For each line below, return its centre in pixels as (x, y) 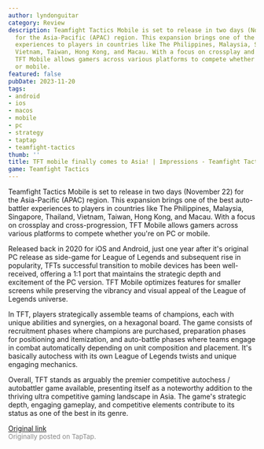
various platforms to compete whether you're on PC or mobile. (109, 234)
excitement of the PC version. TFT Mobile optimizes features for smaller (125, 282)
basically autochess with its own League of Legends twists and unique (123, 356)
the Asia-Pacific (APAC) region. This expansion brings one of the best (121, 200)
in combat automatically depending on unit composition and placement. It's (130, 348)
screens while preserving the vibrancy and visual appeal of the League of (127, 291)
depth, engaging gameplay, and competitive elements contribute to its (121, 405)
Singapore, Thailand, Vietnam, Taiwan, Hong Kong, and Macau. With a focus (132, 217)
